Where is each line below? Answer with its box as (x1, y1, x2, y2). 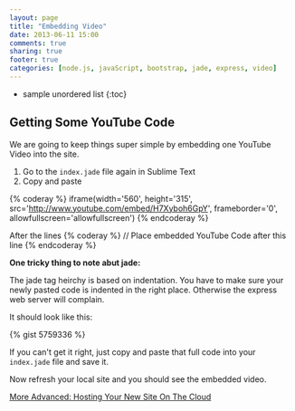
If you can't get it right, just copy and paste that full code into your (9, 346, 256, 358)
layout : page (9, 13, 59, 23)
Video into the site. (9, 148, 80, 159)
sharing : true (9, 47, 63, 56)
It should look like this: (9, 311, 93, 322)
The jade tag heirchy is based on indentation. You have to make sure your (9, 274, 284, 285)
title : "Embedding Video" (9, 22, 107, 31)
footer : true (9, 55, 59, 64)
